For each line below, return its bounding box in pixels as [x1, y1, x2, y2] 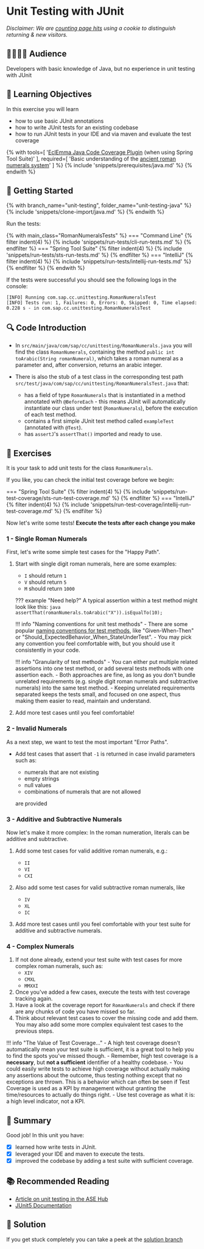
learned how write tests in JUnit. [15, 1143, 97, 1151]
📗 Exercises [6, 448, 52, 459]
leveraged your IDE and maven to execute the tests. [15, 1150, 145, 1158]
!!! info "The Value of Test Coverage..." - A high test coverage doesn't [6, 1040, 181, 1047]
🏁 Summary [6, 1115, 52, 1126]
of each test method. [24, 411, 77, 418]
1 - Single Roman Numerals [6, 534, 88, 543]
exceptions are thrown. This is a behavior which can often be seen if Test [6, 1078, 190, 1085]
